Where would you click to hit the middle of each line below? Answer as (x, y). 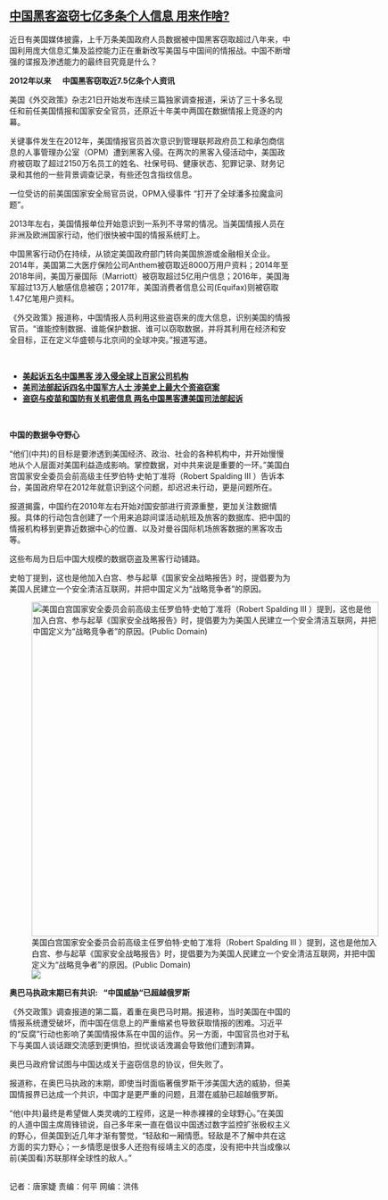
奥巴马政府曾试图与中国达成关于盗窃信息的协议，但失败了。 (119, 1064)
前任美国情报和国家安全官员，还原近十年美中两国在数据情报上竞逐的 (149, 111)
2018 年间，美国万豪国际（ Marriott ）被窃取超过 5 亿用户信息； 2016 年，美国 (146, 276)
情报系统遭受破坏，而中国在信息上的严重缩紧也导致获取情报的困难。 (134, 1022)
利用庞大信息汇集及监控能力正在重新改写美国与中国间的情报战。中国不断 (149, 50)
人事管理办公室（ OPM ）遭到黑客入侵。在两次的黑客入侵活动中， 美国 (151, 152)
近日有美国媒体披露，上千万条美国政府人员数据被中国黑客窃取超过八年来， (146, 39)
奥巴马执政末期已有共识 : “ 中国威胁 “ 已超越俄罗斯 (99, 992)
